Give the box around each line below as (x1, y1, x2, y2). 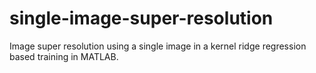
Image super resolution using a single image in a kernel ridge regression (9, 40, 307, 52)
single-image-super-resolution (9, 7, 274, 30)
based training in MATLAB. (9, 50, 119, 62)
